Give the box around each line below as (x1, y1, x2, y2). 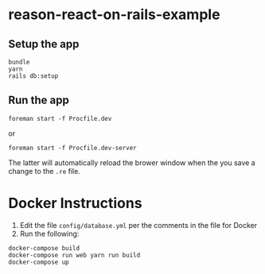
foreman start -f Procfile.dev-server (8, 144, 137, 152)
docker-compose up (8, 258, 69, 266)
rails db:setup (8, 72, 59, 80)
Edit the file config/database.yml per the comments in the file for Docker (19, 220, 258, 230)
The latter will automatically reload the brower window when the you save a (8, 157, 256, 168)
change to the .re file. (8, 166, 81, 176)
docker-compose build (8, 244, 80, 252)
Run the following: (19, 229, 80, 238)
